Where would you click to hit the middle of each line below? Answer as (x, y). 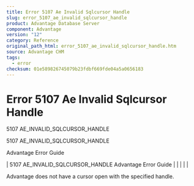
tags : (13, 58)
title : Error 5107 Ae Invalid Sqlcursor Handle (68, 12)
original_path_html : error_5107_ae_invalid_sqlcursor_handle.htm (91, 46)
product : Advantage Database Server (53, 23)
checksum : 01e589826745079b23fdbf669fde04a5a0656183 (75, 69)
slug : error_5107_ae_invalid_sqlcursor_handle (67, 18)
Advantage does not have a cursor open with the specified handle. (90, 177)
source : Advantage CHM (35, 52)
